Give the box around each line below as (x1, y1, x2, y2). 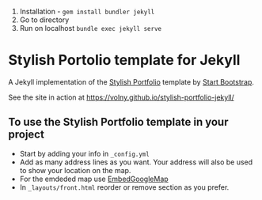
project (8, 128, 45, 142)
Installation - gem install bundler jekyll (19, 7, 155, 16)
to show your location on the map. (19, 165, 131, 175)
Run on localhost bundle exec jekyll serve (19, 24, 162, 32)
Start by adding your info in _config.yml (19, 149, 150, 158)
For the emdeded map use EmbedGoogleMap (19, 174, 169, 183)
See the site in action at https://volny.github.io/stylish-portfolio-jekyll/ (8, 92, 235, 102)
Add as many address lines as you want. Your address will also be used (19, 157, 253, 167)
